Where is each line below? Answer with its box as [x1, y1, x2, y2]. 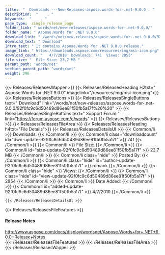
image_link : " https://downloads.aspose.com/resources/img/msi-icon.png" [5, 48, 160, 53]
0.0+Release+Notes [5, 234, 46, 240]
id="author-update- [95, 157, 136, 163]
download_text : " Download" [5, 39, 63, 44]
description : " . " [5, 12, 54, 17]
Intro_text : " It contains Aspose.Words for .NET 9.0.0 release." [5, 44, 144, 49]
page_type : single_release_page [5, 21, 74, 26]
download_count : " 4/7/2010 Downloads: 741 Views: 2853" [5, 52, 133, 58]
